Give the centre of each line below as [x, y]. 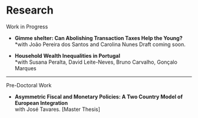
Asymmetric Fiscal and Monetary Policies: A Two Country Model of [99, 96]
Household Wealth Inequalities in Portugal [67, 55]
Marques [25, 68]
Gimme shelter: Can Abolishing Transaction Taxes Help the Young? [98, 38]
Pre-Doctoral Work [29, 85]
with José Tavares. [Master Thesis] [57, 109]
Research [30, 10]
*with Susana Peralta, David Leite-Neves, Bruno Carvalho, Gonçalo [96, 62]
